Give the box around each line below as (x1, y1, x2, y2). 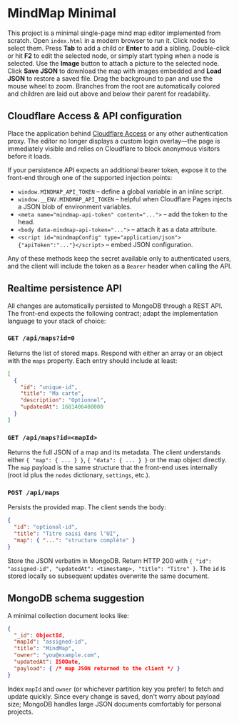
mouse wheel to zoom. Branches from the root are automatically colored (7, 81, 220, 90)
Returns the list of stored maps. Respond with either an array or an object (7, 349, 223, 357)
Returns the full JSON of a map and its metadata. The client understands (7, 448, 221, 457)
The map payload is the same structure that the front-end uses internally (7, 463, 218, 472)
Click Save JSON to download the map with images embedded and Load (7, 66, 222, 75)
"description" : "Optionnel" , (20, 397, 107, 404)
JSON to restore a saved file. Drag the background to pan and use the (7, 74, 213, 83)
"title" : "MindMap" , (14, 645, 75, 652)
